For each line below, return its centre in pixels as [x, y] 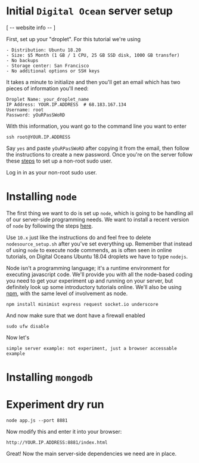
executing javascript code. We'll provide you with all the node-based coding [99, 274]
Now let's [18, 337]
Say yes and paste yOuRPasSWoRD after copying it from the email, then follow [98, 148]
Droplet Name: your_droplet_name [48, 99]
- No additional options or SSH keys [53, 71]
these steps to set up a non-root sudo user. [59, 161]
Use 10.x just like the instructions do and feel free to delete [79, 237]
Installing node [42, 197]
